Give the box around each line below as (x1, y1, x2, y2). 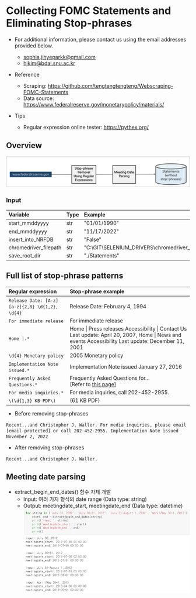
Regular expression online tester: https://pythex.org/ (23, 123, 149, 130)
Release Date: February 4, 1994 (69, 303, 147, 310)
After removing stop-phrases (14, 444, 85, 451)
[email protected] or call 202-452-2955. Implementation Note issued (6, 428, 179, 434)
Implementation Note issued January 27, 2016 (69, 363, 183, 370)
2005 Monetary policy (69, 352, 124, 359)
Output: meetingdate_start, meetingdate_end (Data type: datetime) (23, 502, 183, 509)
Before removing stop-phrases (14, 410, 89, 417)
